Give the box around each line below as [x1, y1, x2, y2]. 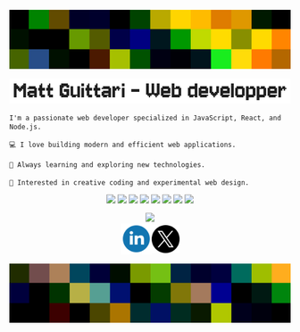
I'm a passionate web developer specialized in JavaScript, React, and [9, 113, 281, 123]
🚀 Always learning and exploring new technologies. [9, 161, 205, 170]
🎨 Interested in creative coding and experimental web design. [9, 178, 250, 187]
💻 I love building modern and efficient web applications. [9, 140, 237, 150]
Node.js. [9, 122, 42, 132]
